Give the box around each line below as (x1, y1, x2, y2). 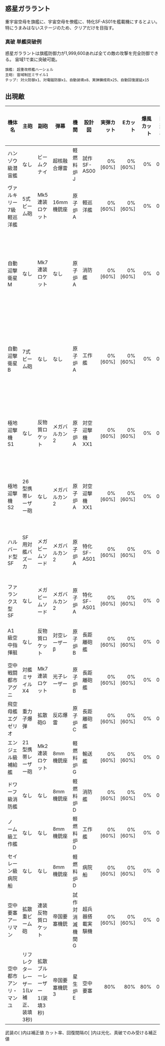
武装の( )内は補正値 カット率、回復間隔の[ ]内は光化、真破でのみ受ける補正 (5, 1029, 157, 1035)
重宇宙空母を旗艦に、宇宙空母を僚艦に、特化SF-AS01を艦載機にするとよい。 (5, 19, 160, 25)
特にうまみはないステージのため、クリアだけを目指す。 (5, 25, 117, 30)
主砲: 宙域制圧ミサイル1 (5, 73, 49, 78)
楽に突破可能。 (29, 56, 60, 62)
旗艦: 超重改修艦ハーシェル (5, 67, 54, 72)
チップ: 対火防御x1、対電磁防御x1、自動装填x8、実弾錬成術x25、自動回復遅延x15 (5, 78, 149, 83)
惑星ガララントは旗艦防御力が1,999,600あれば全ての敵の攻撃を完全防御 (5, 51, 150, 56)
